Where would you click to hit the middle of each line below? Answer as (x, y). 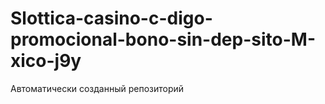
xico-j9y (46, 61)
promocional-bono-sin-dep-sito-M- (163, 39)
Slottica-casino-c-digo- (111, 18)
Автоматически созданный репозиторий (97, 88)
